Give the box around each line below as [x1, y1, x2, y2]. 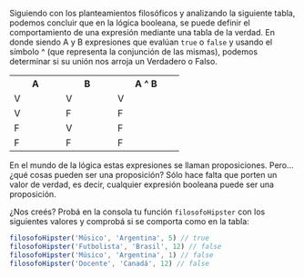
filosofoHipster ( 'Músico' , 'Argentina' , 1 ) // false [9, 250, 214, 260]
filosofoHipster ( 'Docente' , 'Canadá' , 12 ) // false [9, 259, 209, 268]
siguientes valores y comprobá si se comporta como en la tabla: [9, 216, 250, 226]
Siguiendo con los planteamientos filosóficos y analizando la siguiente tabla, [9, 8, 296, 18]
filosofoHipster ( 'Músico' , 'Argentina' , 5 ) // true [9, 233, 209, 242]
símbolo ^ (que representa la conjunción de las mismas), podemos [9, 46, 258, 57]
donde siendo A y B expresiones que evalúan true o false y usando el [9, 36, 273, 47]
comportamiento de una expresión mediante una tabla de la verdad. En [9, 27, 276, 37]
